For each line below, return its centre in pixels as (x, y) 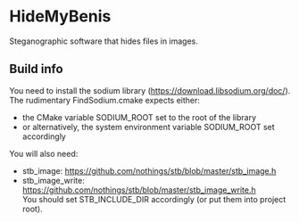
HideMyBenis (60, 16)
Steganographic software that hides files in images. (104, 41)
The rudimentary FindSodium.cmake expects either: (105, 100)
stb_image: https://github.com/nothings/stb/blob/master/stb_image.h (149, 170)
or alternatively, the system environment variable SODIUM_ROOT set (148, 127)
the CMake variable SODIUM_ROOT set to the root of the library (139, 117)
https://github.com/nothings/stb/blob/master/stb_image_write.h (139, 190)
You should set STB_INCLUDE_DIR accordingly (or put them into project (154, 199)
